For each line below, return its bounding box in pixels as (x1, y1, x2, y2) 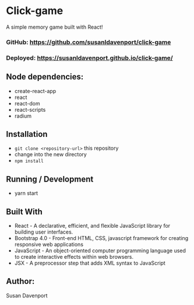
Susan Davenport (6, 292, 48, 299)
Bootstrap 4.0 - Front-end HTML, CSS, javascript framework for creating (14, 235, 189, 242)
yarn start (14, 190, 38, 197)
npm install (14, 158, 44, 165)
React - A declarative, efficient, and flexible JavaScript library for (14, 222, 171, 229)
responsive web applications (14, 241, 83, 248)
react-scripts (14, 106, 46, 113)
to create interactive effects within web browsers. (14, 253, 134, 261)
